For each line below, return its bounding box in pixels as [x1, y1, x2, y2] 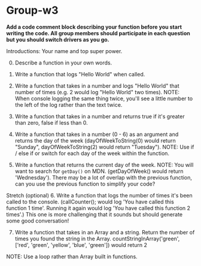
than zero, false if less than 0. [14, 119, 88, 126]
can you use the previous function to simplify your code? [14, 180, 156, 187]
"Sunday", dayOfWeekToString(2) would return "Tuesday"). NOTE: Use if [14, 143, 194, 150]
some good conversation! [6, 217, 69, 224]
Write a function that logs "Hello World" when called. [14, 70, 145, 78]
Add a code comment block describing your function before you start [6, 23, 182, 30]
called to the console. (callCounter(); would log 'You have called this [6, 198, 175, 205]
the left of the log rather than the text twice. [14, 101, 123, 108]
